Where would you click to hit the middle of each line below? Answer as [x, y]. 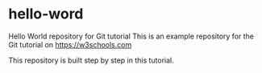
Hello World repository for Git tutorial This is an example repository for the [131, 36]
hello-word [46, 14]
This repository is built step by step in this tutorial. [91, 60]
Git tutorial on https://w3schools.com [70, 44]
